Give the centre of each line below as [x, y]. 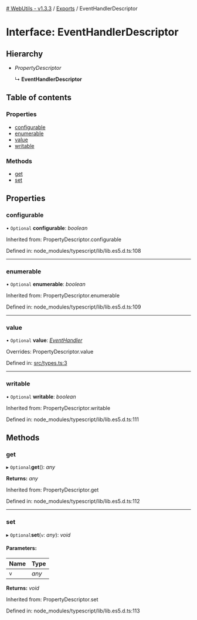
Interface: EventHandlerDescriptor [92, 32]
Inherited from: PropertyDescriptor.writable [58, 408]
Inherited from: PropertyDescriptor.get [52, 490]
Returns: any [22, 479]
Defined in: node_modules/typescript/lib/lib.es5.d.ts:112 [73, 502]
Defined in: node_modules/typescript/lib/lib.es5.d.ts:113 [73, 611]
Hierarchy [25, 54]
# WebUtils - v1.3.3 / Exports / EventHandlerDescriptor [72, 9]
